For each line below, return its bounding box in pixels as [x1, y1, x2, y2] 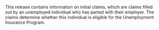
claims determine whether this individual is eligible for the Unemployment [5, 15, 154, 20]
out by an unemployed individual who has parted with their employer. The [5, 9, 154, 15]
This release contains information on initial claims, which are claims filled [5, 4, 153, 10]
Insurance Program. [5, 19, 45, 25]
